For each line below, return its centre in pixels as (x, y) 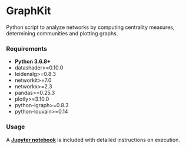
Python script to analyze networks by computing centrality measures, (90, 27)
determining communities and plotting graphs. (62, 33)
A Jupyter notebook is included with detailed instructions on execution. (93, 140)
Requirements (27, 48)
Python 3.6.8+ (33, 62)
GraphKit (29, 11)
